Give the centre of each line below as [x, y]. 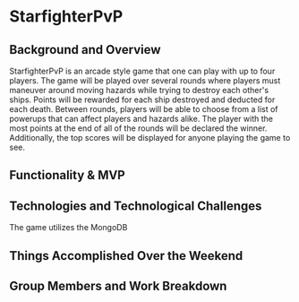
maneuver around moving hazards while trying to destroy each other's [139, 90]
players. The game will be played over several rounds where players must [145, 81]
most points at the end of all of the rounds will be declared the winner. [138, 128]
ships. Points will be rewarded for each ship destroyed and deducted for [142, 99]
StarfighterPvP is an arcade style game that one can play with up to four [142, 71]
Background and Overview [85, 50]
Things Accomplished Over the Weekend [126, 256]
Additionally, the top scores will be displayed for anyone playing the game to [150, 138]
